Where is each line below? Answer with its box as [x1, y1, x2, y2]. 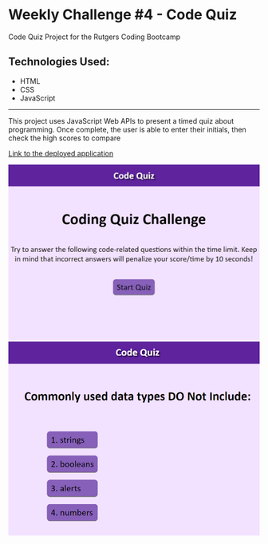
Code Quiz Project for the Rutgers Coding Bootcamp [8, 32, 181, 41]
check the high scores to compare [8, 133, 121, 143]
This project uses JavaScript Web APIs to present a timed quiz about [8, 116, 235, 125]
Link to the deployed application [8, 148, 114, 158]
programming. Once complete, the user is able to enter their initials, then [8, 124, 247, 134]
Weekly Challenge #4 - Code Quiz [8, 6, 238, 24]
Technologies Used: [8, 55, 110, 69]
